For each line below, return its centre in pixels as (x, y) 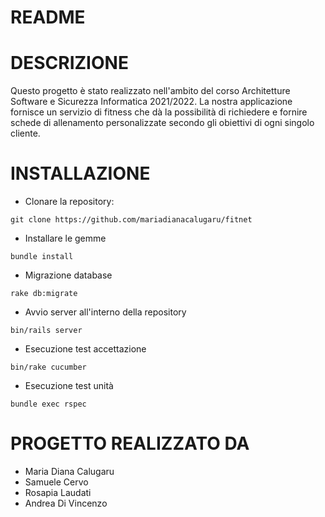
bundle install (42, 257)
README (48, 17)
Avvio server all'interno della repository (105, 312)
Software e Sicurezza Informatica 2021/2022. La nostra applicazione (151, 102)
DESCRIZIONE (69, 63)
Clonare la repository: (69, 202)
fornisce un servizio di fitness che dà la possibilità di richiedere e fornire (159, 112)
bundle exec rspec (48, 404)
